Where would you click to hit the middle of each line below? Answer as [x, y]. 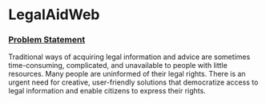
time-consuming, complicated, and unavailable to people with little [118, 65]
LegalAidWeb [54, 15]
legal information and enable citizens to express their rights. [107, 91]
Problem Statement [47, 40]
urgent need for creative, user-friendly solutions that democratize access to [133, 82]
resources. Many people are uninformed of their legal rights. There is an [127, 74]
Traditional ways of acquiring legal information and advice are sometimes [129, 57]
